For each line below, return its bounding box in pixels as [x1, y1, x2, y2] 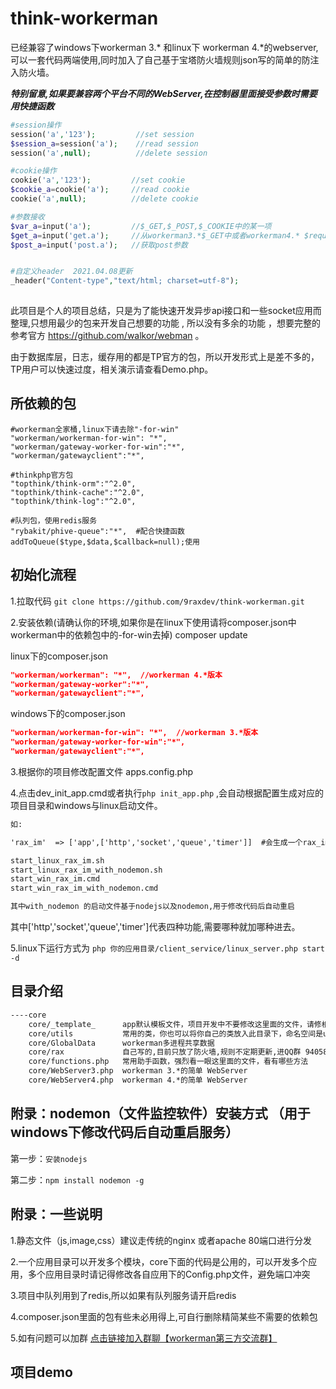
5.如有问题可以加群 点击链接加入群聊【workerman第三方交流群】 [10, 1332, 278, 1344]
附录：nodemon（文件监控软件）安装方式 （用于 [10, 1105, 311, 1122]
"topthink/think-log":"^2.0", [10, 496, 137, 506]
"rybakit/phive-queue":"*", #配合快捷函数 [10, 526, 185, 536]
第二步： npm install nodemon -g [10, 1173, 145, 1186]
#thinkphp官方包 [10, 470, 74, 480]
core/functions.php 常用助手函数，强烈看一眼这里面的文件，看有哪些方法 [28, 1057, 309, 1067]
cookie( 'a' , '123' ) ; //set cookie [10, 175, 186, 186]
